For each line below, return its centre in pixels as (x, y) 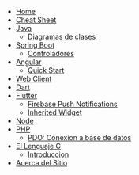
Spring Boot (35, 45)
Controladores (51, 53)
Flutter (26, 95)
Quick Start (46, 70)
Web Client (34, 79)
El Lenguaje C (38, 146)
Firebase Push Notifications (72, 104)
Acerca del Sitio (41, 163)
